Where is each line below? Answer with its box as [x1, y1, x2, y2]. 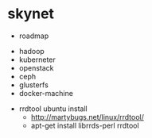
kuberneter [18, 55, 57, 64]
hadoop [18, 46, 45, 56]
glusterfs [18, 80, 49, 90]
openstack [18, 63, 54, 72]
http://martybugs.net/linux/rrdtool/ [30, 112, 145, 121]
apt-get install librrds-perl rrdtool [30, 121, 140, 130]
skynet [7, 5, 55, 23]
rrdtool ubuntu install [18, 104, 88, 113]
